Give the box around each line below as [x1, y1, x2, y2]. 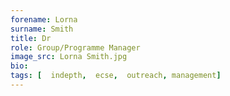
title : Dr [10, 33, 52, 43]
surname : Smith [10, 24, 74, 34]
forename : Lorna [10, 14, 78, 25]
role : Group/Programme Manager [10, 42, 141, 53]
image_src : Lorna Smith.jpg [10, 52, 128, 62]
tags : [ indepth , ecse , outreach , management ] [10, 71, 222, 81]
